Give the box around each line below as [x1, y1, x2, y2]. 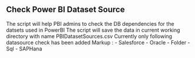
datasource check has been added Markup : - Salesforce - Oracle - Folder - [6, 39, 190, 46]
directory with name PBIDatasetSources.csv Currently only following [6, 32, 173, 40]
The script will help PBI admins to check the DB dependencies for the [6, 20, 175, 27]
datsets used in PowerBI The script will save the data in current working [6, 26, 181, 33]
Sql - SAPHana [6, 45, 42, 52]
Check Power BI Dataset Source [6, 5, 125, 15]
